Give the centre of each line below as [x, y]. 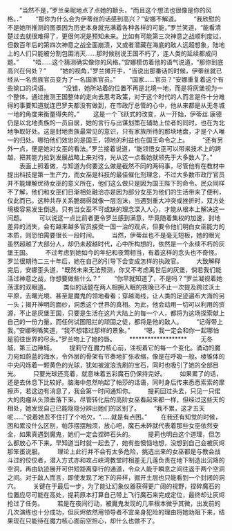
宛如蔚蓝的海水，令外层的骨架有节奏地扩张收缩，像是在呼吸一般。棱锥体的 [119, 356]
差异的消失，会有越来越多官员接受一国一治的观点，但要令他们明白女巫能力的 [116, 226]
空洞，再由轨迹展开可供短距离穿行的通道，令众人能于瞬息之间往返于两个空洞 [116, 469]
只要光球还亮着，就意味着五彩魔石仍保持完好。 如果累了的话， [127, 373]
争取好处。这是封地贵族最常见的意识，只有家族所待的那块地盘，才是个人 [116, 131]
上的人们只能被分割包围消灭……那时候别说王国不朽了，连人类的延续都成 [109, 53]
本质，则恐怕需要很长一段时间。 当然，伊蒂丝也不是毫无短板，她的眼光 [114, 235]
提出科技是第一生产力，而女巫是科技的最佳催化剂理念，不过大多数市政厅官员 [116, 174]
